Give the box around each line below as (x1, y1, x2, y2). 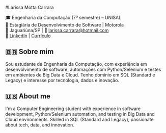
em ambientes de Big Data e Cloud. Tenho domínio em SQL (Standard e (5, 71, 155, 78)
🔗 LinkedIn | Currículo (5, 33, 51, 39)
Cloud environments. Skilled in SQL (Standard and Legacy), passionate (5, 116, 154, 122)
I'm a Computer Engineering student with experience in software (5, 105, 141, 112)
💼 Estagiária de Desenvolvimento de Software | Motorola (5, 22, 124, 28)
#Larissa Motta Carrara (5, 5, 54, 10)
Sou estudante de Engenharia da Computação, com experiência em (5, 61, 148, 67)
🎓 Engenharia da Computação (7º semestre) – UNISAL (5, 15, 122, 20)
